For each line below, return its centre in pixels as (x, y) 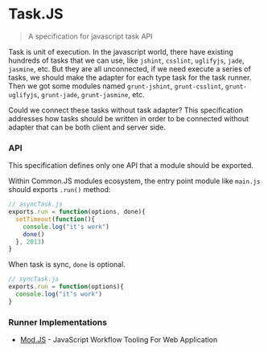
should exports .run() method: (60, 190)
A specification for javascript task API (90, 36)
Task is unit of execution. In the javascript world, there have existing (121, 51)
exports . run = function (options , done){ (77, 212)
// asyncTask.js (35, 205)
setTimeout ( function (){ (55, 219)
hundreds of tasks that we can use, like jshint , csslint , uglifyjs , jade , (126, 60)
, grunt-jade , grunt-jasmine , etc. (91, 94)
